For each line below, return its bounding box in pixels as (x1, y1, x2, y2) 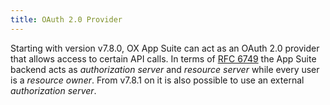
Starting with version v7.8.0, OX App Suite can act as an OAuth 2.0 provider (10, 42, 320, 54)
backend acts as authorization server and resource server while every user (10, 63, 320, 75)
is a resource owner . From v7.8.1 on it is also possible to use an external (10, 74, 305, 86)
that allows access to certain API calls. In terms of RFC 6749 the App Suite (10, 52, 317, 65)
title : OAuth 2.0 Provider (10, 14, 123, 25)
